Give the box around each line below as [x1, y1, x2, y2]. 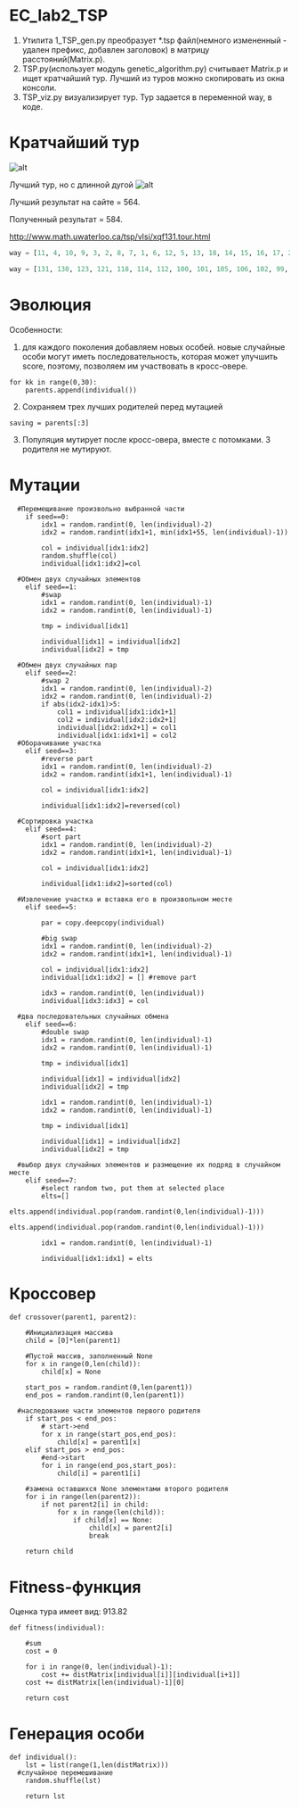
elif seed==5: [25, 902, 77, 911]
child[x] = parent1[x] [56, 1438, 141, 1447]
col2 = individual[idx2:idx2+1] [56, 715, 177, 724]
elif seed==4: [25, 825, 77, 834]
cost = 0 [25, 1647, 58, 1656]
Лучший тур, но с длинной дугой [9, 179, 133, 190]
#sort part [41, 832, 82, 842]
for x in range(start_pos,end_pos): [41, 1430, 177, 1439]
